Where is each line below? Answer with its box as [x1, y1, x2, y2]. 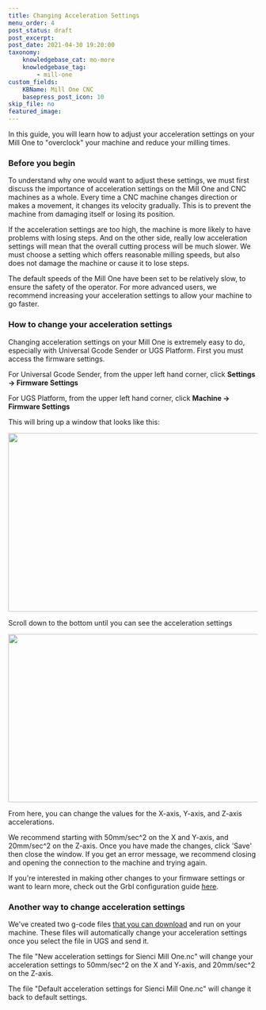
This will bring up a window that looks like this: [8, 417, 160, 426]
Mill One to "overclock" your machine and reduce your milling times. [8, 138, 231, 147]
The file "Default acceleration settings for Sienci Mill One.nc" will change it [8, 984, 252, 993]
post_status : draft [8, 26, 73, 34]
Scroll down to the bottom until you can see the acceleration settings [8, 618, 233, 627]
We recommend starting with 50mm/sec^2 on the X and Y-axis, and [8, 832, 229, 842]
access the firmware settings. [8, 354, 105, 364]
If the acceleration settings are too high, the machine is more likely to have [8, 225, 251, 234]
